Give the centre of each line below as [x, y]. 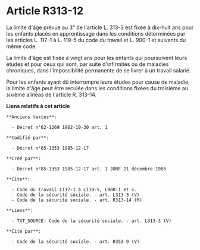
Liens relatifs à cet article [38, 106]
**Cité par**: [24, 231]
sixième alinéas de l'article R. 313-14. [51, 94]
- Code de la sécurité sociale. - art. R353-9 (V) [76, 242]
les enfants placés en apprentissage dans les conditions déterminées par [96, 33]
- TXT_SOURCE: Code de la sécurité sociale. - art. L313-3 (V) [91, 221]
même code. [21, 46]
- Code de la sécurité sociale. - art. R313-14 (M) [77, 200]
